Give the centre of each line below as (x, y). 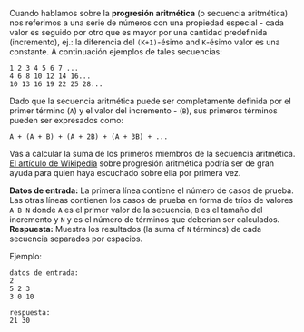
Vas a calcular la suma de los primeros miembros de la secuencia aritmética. (152, 154)
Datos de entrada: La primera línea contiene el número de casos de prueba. (152, 190)
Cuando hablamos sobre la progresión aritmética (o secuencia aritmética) (149, 13)
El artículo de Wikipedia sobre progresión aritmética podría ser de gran (142, 163)
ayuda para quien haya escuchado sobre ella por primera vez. (125, 173)
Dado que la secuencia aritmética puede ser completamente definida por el (151, 101)
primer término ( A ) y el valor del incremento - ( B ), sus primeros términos (144, 111)
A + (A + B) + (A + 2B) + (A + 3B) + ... (89, 137)
